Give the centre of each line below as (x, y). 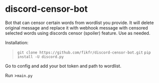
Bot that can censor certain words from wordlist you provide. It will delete (79, 23)
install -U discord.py (40, 57)
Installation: (17, 42)
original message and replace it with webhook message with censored (77, 28)
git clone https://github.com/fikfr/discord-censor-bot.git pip (84, 53)
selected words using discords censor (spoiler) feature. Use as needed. (78, 33)
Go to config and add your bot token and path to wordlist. (63, 66)
